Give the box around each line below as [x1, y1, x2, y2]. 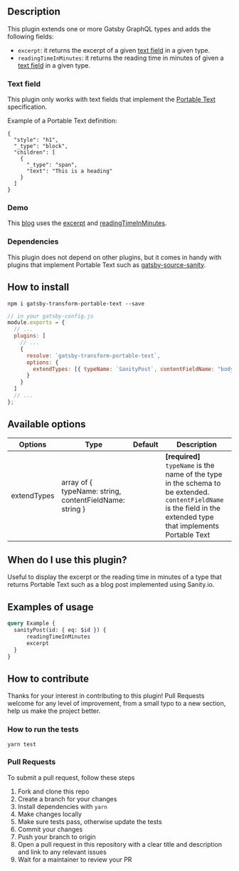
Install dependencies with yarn [17, 802, 108, 810]
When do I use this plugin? [7, 553, 127, 565]
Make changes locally [17, 810, 82, 818]
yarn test [7, 741, 37, 748]
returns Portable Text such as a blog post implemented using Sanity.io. [7, 580, 215, 589]
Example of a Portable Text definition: [7, 117, 117, 125]
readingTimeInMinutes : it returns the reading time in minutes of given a [17, 53, 224, 62]
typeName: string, [61, 486, 122, 496]
